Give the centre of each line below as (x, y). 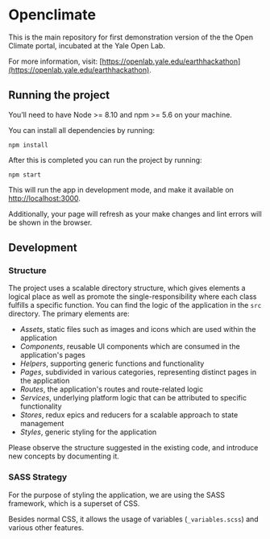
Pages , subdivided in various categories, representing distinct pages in (138, 372)
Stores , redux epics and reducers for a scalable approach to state (129, 415)
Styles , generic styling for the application (88, 432)
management (42, 424)
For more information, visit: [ (55, 61)
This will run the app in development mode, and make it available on (121, 189)
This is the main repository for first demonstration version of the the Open (131, 37)
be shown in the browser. (50, 222)
